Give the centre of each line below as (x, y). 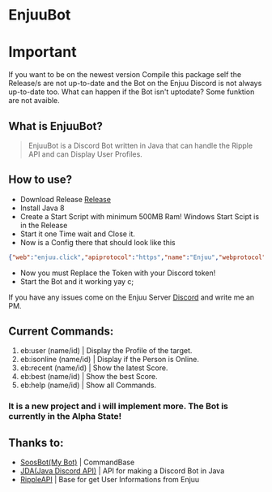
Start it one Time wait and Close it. (78, 234)
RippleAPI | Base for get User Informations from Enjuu (110, 480)
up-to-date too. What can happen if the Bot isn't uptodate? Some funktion (132, 92)
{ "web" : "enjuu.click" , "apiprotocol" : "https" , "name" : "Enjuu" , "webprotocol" (137, 257)
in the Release (44, 225)
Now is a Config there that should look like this (98, 242)
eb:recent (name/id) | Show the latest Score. (94, 368)
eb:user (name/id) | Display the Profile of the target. (106, 351)
